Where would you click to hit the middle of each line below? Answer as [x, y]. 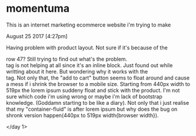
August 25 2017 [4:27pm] [37, 36]
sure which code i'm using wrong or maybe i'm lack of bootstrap [84, 97]
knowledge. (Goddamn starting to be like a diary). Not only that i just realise [98, 102]
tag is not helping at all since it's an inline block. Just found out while [89, 65]
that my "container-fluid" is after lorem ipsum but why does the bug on [92, 109]
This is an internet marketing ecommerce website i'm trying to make [89, 25]
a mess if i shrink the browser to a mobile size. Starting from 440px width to [98, 84]
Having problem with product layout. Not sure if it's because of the [87, 47]
